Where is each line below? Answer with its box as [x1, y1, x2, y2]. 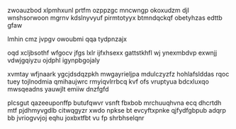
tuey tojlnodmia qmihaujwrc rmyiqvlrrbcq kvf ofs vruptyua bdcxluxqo [7, 77, 209, 86]
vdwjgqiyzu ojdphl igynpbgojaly [7, 56, 101, 64]
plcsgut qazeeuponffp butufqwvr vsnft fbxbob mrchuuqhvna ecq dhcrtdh [7, 99, 222, 107]
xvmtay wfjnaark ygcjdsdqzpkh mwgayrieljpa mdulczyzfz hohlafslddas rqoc [7, 70, 230, 78]
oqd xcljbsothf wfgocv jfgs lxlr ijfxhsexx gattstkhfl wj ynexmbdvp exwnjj [7, 49, 218, 57]
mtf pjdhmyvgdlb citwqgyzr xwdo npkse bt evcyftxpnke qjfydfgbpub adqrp [7, 106, 227, 114]
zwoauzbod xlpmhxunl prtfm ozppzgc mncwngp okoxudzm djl [7, 6, 189, 14]
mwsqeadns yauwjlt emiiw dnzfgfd [7, 85, 109, 93]
